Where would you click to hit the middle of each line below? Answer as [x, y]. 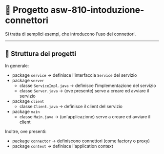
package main [26, 111]
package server [28, 80]
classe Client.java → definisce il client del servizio [71, 106]
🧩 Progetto [27, 10]
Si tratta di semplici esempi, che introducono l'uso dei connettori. [71, 34]
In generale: [17, 66]
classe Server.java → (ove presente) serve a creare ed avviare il [84, 90]
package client [28, 101]
